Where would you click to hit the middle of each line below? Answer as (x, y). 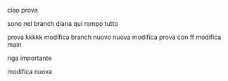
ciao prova (23, 10)
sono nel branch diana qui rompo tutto (63, 23)
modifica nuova (30, 72)
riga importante (30, 58)
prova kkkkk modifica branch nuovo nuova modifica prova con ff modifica (114, 37)
